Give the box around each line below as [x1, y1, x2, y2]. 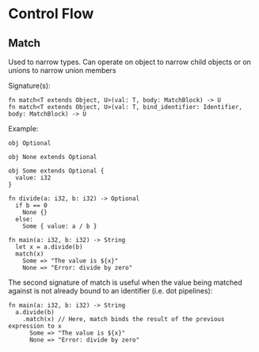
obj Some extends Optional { [8, 167, 105, 175]
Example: [8, 124, 39, 133]
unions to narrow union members [8, 66, 116, 75]
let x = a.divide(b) [15, 243, 83, 251]
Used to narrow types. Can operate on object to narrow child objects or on [8, 57, 252, 66]
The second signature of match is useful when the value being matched [8, 278, 243, 287]
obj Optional [8, 139, 51, 147]
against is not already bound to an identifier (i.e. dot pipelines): [8, 286, 213, 295]
